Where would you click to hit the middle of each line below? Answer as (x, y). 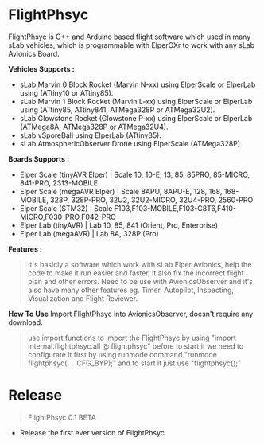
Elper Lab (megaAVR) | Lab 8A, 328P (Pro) (89, 233)
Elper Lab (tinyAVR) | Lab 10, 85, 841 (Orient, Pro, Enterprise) (119, 225)
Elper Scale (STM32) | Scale (66, 208)
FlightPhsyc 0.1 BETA (62, 417)
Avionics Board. (34, 53)
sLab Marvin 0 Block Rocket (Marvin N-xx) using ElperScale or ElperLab (138, 84)
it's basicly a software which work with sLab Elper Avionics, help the (140, 264)
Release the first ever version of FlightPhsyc (92, 432)
